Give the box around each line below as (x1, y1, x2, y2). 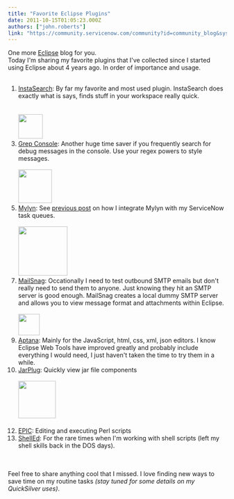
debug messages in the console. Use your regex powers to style (17, 147, 203, 155)
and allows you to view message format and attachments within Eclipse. (17, 299, 224, 307)
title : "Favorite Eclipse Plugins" (8, 10, 111, 17)
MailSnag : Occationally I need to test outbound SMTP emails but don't (17, 276, 219, 285)
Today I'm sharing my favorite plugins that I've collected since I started (8, 56, 211, 65)
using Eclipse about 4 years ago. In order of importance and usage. (8, 63, 201, 72)
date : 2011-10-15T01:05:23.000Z (8, 17, 101, 24)
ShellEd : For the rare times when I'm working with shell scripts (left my (17, 434, 219, 443)
